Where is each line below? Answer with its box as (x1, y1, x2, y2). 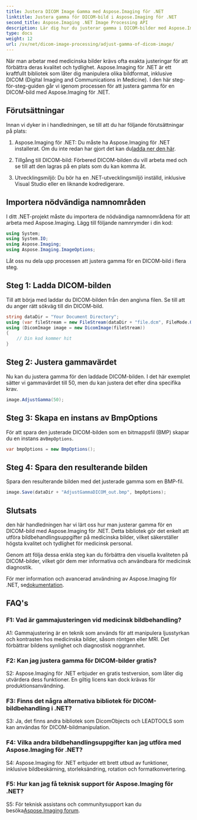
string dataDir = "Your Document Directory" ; (6, 313, 119, 320)
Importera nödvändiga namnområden (6, 197, 146, 207)
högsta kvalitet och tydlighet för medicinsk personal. (6, 539, 133, 546)
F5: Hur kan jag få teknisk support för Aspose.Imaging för (6, 780, 174, 788)
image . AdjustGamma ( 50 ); (6, 397, 64, 403)
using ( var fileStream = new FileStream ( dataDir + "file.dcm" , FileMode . (6, 319, 191, 325)
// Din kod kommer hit (16, 336, 72, 342)
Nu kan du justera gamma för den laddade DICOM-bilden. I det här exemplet (6, 373, 191, 380)
